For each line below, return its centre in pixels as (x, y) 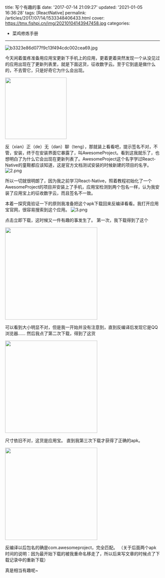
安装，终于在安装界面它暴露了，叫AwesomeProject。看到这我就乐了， (84, 153)
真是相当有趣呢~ (22, 570)
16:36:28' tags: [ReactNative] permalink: (46, 13)
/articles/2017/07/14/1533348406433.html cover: (55, 18)
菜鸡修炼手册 (25, 33)
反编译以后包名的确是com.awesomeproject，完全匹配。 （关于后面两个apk (81, 547)
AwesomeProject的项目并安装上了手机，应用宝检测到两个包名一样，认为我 (80, 187)
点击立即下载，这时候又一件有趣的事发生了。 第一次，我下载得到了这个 (77, 220)
